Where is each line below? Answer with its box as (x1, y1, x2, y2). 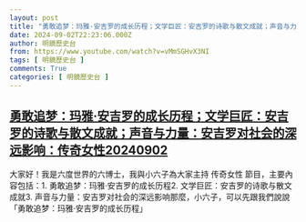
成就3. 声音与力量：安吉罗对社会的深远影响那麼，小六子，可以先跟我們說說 (9, 191, 291, 202)
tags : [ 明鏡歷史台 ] (9, 55, 85, 65)
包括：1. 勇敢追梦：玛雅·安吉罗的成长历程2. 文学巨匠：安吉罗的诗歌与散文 (16, 179, 293, 191)
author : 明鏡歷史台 (9, 38, 76, 48)
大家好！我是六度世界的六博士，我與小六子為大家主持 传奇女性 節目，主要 (9, 168, 285, 179)
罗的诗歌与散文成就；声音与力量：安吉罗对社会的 (9, 126, 285, 141)
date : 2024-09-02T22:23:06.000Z (9, 30, 132, 39)
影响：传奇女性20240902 (21, 143, 168, 158)
